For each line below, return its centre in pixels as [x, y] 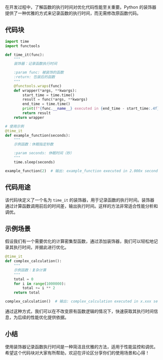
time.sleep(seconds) [34, 162]
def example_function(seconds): [38, 135]
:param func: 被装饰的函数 [39, 73]
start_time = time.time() [49, 95]
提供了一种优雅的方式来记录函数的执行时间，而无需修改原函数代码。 [73, 13]
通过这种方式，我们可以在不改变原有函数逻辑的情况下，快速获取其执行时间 [79, 311]
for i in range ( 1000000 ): [40, 284]
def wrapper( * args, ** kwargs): [45, 90]
